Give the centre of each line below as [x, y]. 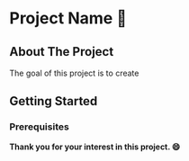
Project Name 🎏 [68, 18]
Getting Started [54, 101]
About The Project [62, 52]
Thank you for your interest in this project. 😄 [95, 147]
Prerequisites [39, 127]
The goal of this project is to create [74, 73]
